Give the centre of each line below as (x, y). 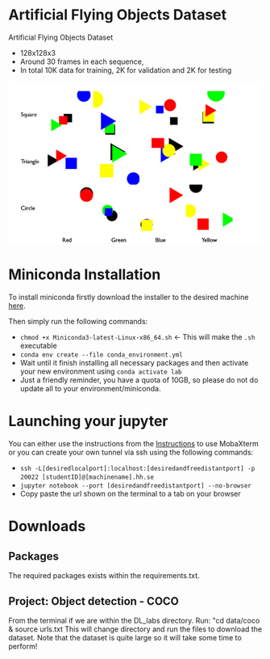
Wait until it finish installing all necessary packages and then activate (134, 363)
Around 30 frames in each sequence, (82, 61)
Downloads (47, 526)
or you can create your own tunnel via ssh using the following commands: (131, 452)
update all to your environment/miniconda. (90, 389)
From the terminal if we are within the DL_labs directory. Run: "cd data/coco (134, 620)
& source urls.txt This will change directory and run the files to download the (135, 629)
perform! (23, 646)
